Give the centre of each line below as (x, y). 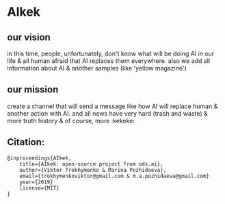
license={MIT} (39, 188)
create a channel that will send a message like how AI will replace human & (112, 106)
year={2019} (36, 182)
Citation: (26, 142)
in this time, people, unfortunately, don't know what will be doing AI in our (111, 53)
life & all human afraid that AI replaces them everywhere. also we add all (109, 61)
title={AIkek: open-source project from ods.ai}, (92, 164)
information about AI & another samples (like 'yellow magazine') (97, 68)
